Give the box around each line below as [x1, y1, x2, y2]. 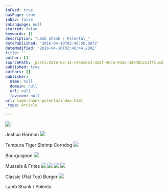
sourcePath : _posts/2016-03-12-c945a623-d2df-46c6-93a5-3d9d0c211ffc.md [5, 60, 163, 65]
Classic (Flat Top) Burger [5, 174, 58, 180]
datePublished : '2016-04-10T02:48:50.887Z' [5, 41, 100, 46]
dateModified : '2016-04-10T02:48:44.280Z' [5, 46, 97, 51]
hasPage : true [5, 12, 36, 17]
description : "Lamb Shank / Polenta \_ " [5, 36, 90, 41]
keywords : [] [5, 31, 33, 36]
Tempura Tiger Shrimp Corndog [5, 142, 73, 148]
